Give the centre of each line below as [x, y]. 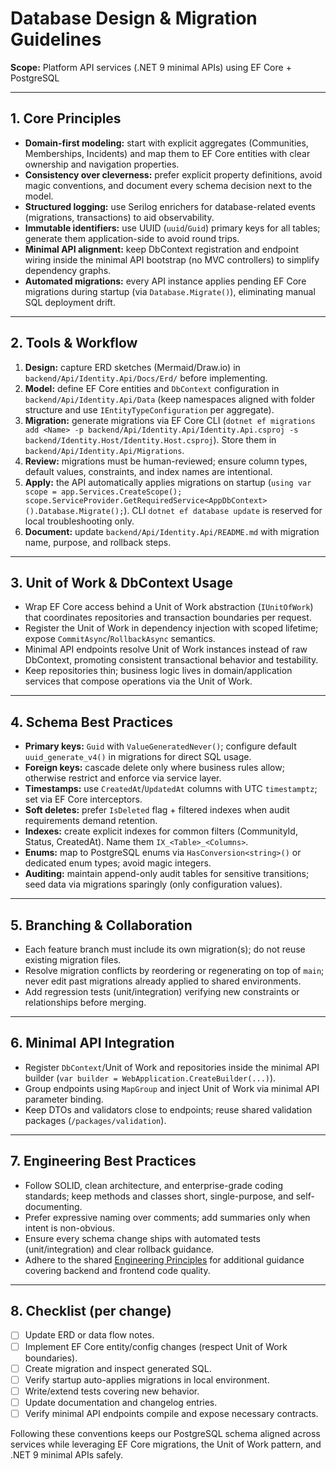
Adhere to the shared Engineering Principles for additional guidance [164, 1259]
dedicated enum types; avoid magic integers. [118, 863]
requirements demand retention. [91, 821]
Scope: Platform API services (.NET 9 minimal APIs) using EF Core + [151, 67]
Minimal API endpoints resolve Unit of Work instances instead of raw [166, 649]
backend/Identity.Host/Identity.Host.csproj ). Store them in [150, 439]
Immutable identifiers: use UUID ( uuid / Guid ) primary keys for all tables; [172, 228]
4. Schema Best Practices [92, 722]
